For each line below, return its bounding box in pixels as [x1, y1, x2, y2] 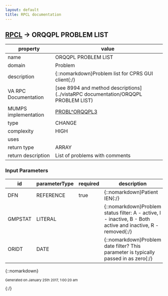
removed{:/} [104, 228, 132, 235]
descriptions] [110, 85, 142, 92]
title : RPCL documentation [5, 12, 61, 17]
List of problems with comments [55, 152, 131, 159]
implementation [7, 111, 44, 118]
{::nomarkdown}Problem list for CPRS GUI [55, 70, 153, 77]
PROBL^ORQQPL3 [55, 108, 97, 115]
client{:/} [55, 76, 75, 83]
